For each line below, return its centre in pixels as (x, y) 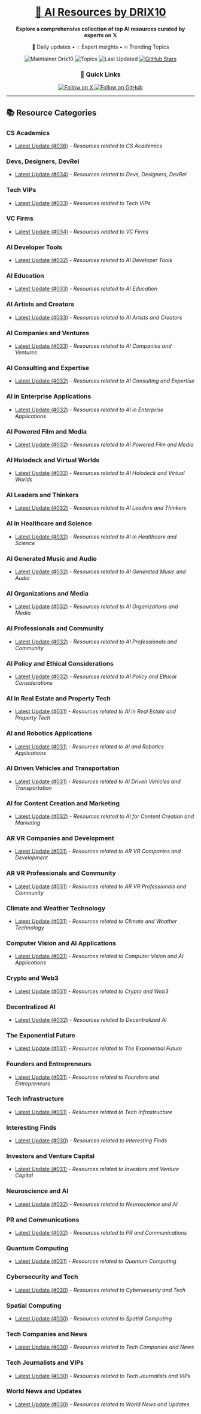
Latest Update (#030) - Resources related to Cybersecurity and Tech (100, 1290)
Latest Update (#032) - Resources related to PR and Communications (101, 1233)
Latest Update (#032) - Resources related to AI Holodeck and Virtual (100, 473)
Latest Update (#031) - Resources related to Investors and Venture (97, 1169)
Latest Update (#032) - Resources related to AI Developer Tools (93, 260)
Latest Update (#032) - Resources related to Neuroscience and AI (96, 1204)
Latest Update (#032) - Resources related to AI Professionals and (96, 642)
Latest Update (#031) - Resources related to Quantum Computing (95, 1261)
